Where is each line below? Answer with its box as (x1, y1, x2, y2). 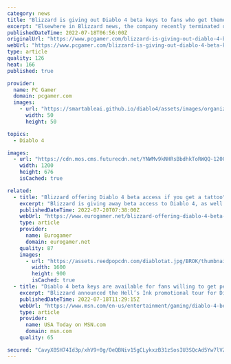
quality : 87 (19, 244, 54, 251)
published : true (7, 67, 54, 74)
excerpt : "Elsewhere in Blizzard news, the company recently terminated (7, 23, 220, 30)
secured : (7, 346, 32, 354)
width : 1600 (32, 264, 67, 271)
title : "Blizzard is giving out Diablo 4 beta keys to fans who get (7, 16, 208, 23)
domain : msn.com (25, 328, 72, 335)
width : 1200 (19, 162, 54, 169)
